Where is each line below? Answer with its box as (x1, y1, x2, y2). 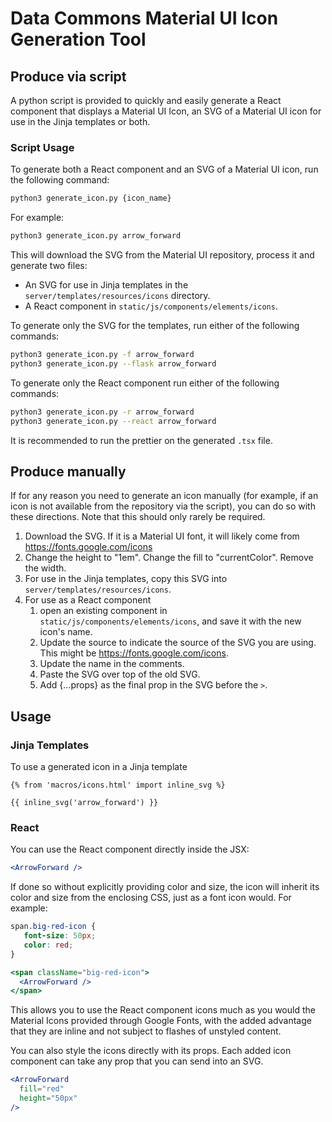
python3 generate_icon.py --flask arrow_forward (10, 358, 217, 369)
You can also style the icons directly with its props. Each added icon (10, 1045, 292, 1057)
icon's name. (39, 626, 93, 638)
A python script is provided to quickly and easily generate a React (10, 95, 282, 106)
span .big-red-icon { (10, 922, 97, 932)
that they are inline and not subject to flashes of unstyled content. (10, 1025, 282, 1037)
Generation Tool (10, 28, 147, 51)
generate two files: (10, 260, 88, 272)
